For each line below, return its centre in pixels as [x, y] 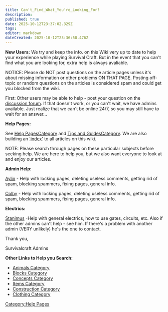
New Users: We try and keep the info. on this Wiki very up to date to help [81, 52]
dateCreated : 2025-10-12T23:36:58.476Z [47, 38]
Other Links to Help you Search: [39, 258]
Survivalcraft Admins [27, 248]
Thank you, [17, 238]
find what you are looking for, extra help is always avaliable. [67, 63]
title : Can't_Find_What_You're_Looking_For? [52, 10]
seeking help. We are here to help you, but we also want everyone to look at [83, 154]
